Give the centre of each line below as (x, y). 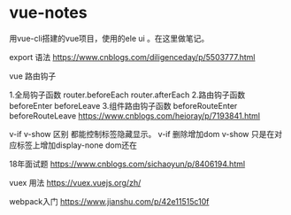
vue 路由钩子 (33, 76)
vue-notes (48, 13)
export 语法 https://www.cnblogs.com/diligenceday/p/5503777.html (132, 57)
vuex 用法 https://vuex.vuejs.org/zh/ (75, 182)
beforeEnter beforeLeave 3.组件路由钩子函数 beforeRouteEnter (123, 105)
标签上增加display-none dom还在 (77, 145)
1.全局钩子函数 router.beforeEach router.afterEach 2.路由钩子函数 (127, 95)
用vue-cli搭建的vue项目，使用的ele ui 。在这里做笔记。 (109, 38)
